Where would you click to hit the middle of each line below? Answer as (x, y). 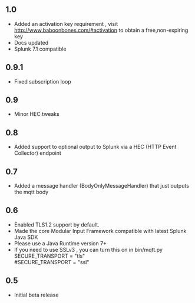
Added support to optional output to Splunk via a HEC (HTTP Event (95, 147)
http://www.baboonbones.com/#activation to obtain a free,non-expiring (101, 30)
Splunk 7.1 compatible (40, 49)
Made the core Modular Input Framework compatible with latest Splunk (100, 231)
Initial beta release (36, 295)
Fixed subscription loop (42, 81)
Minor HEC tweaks (37, 114)
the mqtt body (31, 192)
